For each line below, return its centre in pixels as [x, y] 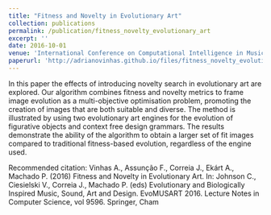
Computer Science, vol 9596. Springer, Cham [84, 201]
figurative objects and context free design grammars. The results [116, 126]
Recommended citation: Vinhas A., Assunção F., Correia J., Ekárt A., [121, 167]
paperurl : [25, 61]
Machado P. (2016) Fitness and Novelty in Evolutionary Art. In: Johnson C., [132, 176]
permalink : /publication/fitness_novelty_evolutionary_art [110, 31]
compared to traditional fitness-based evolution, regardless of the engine [130, 143]
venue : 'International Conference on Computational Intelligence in [126, 53]
